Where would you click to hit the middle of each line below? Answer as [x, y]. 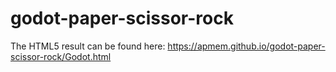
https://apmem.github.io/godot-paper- [246, 46]
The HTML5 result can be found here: [88, 46]
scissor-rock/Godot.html [61, 56]
